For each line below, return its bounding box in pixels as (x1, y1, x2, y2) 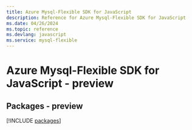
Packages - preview (6, 101, 83, 111)
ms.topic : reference (6, 26, 59, 32)
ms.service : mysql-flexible (6, 37, 78, 43)
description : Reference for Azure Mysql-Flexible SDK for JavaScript (6, 15, 187, 21)
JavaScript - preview (6, 77, 114, 90)
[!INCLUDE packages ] (6, 117, 61, 124)
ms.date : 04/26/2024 (6, 20, 59, 26)
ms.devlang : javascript (6, 32, 67, 38)
